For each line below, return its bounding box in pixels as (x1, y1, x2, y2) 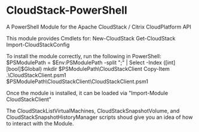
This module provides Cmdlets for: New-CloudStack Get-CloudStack (6, 34, 176, 42)
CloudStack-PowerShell (6, 4, 127, 17)
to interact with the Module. (6, 120, 74, 127)
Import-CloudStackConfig (6, 41, 70, 48)
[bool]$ (6, 65, 25, 72)
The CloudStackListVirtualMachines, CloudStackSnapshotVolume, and (6, 107, 180, 114)
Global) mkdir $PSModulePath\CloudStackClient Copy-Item (23, 65, 170, 72)
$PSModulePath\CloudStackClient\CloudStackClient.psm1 (6, 78, 148, 85)
